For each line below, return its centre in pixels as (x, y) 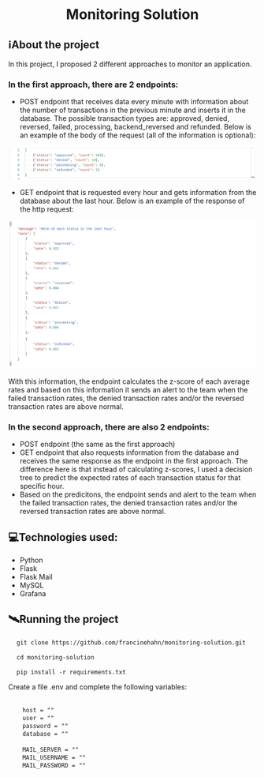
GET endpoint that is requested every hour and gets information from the (138, 193)
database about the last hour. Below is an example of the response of (132, 201)
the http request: (46, 209)
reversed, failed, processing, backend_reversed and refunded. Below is (136, 127)
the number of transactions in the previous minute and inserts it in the (132, 110)
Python (31, 560)
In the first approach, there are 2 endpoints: (93, 84)
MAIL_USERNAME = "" (54, 757)
